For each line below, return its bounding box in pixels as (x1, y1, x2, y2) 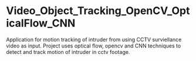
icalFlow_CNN (6, 16, 76, 30)
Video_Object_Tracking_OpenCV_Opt (6, 4, 190, 18)
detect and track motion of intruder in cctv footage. (6, 48, 130, 55)
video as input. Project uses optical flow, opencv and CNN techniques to (6, 42, 181, 49)
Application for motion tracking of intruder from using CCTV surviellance (6, 36, 182, 43)
